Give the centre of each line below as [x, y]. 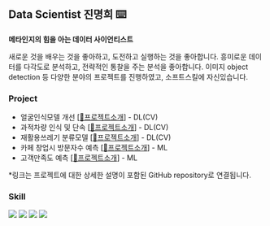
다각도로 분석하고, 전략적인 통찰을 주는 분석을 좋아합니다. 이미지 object [135, 67]
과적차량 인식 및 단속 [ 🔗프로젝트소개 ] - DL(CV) [94, 128]
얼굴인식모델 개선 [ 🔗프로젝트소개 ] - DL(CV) [89, 117]
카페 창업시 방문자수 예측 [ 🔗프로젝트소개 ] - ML [94, 148]
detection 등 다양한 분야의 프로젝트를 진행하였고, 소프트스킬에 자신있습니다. [128, 76]
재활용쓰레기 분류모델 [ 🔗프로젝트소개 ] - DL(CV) [96, 137]
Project [23, 98]
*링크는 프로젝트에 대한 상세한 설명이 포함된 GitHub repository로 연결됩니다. [130, 175]
